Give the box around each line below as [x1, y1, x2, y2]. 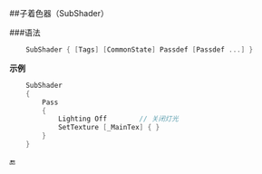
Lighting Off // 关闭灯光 [57, 114, 180, 124]
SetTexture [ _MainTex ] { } [57, 123, 160, 132]
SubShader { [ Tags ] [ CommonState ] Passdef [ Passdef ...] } [25, 45, 254, 54]
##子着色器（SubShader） [9, 8, 109, 18]
